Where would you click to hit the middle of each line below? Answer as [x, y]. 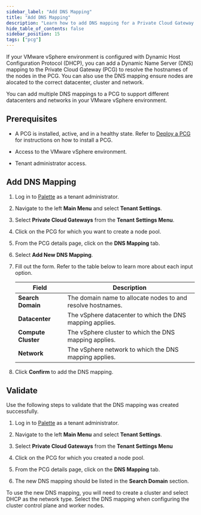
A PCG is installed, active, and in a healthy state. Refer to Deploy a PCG [103, 133]
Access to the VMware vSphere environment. [71, 151]
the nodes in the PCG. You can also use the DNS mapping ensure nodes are [100, 76]
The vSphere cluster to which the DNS [121, 332]
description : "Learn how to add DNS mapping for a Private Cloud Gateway [100, 23]
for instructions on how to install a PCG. [64, 140]
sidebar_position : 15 [33, 34]
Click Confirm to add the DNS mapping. [64, 372]
